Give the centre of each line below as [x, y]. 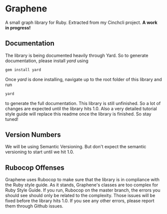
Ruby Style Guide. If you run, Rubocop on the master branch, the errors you [83, 190]
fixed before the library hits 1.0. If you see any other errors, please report [80, 201]
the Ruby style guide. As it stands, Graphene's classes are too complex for [82, 185]
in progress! [18, 27]
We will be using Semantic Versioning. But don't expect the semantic [76, 147]
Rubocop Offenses [35, 167]
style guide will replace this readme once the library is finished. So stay [78, 114]
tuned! [12, 119]
